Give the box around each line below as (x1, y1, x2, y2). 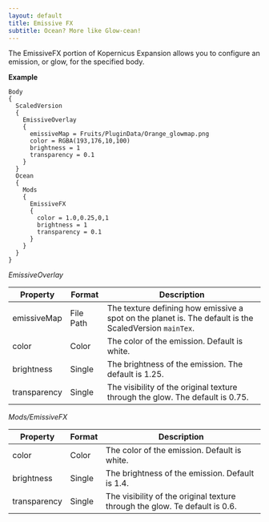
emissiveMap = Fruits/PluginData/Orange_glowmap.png (29, 130, 210, 139)
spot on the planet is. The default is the (106, 313, 254, 324)
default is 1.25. (106, 369, 164, 380)
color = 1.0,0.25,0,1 (37, 214, 110, 223)
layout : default (8, 11, 62, 20)
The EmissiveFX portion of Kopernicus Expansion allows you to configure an (8, 49, 260, 58)
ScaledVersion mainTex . (106, 323, 195, 334)
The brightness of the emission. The (106, 359, 243, 370)
